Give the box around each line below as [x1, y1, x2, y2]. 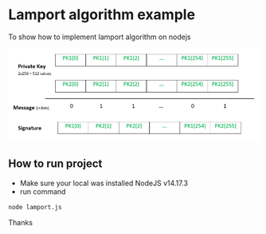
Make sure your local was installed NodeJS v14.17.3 [19, 178, 189, 188]
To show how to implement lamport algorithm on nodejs [8, 32, 191, 42]
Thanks [8, 217, 33, 227]
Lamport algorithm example [8, 6, 196, 24]
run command [19, 186, 66, 196]
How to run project [8, 157, 103, 171]
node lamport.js [8, 203, 62, 211]
